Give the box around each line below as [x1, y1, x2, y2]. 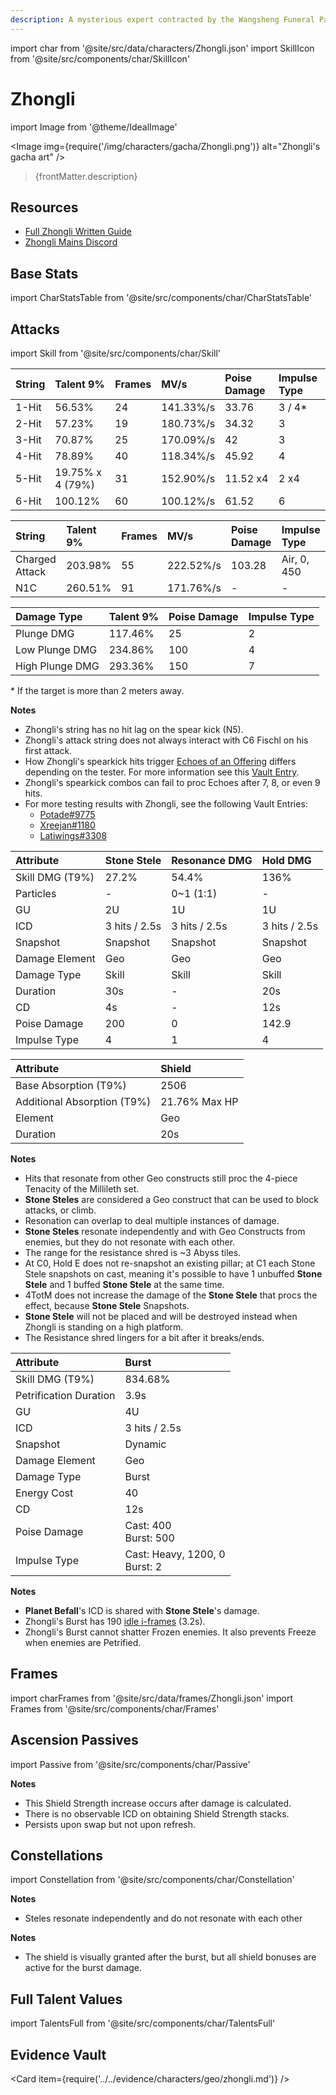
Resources [10, 199, 79, 216]
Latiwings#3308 [39, 830, 108, 841]
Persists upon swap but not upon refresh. [24, 1818, 196, 1830]
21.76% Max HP [160, 1095, 239, 1108]
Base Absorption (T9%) [15, 1079, 127, 1092]
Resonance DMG [171, 854, 253, 867]
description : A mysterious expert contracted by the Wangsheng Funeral [10, 14, 315, 25]
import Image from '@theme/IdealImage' [10, 121, 178, 133]
